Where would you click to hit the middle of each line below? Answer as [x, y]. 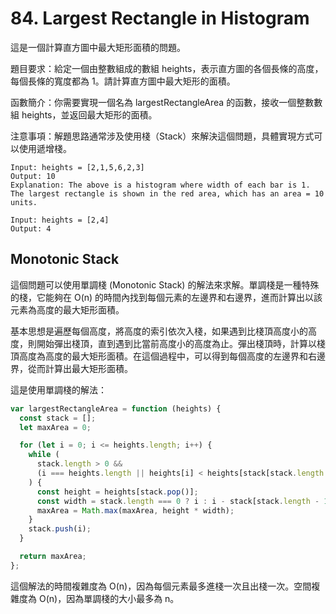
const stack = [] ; [58, 418]
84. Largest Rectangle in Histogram [160, 18]
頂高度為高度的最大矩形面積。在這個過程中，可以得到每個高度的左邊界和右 [163, 356]
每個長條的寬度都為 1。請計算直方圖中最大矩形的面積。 [123, 81]
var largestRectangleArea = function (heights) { [116, 408]
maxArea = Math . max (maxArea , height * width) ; [135, 510]
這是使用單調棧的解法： [58, 389]
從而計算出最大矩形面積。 [80, 368]
